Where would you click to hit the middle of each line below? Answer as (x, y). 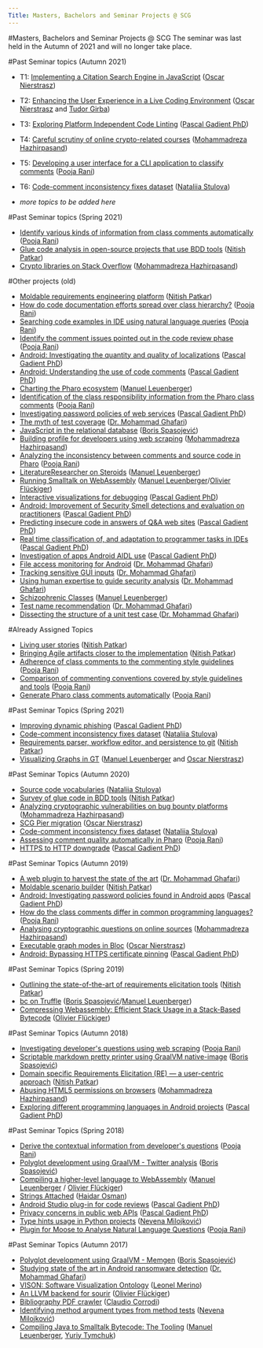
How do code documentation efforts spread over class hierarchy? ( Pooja (137, 305)
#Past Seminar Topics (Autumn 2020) (69, 774)
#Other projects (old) (42, 281)
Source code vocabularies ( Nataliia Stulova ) (91, 789)
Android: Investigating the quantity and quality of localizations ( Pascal (132, 354)
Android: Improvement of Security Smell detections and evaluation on (132, 505)
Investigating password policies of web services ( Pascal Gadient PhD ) (133, 413)
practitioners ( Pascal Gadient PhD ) (75, 513)
